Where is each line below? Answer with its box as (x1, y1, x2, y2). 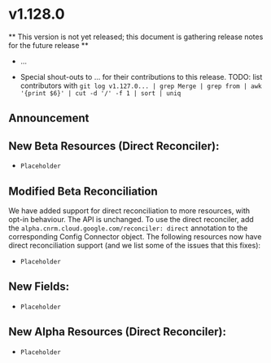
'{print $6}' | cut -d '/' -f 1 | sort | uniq (20, 89, 181, 98)
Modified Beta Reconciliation (8, 184, 158, 198)
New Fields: (8, 280, 70, 294)
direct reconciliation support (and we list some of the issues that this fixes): (8, 240, 261, 250)
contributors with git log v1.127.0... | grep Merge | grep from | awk (20, 81, 262, 90)
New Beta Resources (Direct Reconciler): (8, 139, 220, 153)
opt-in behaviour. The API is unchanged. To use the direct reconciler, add (8, 214, 254, 224)
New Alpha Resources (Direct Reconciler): (8, 325, 226, 339)
